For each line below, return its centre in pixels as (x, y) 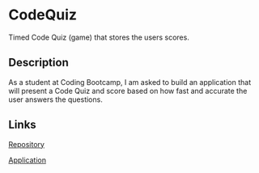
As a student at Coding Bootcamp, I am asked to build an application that (130, 82)
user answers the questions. (55, 99)
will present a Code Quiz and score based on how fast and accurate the (128, 91)
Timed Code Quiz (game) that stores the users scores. (99, 37)
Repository (26, 144)
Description (38, 63)
